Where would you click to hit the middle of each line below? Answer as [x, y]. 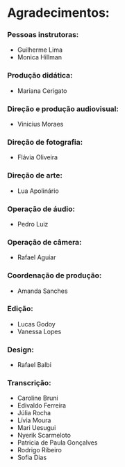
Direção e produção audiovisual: [63, 108]
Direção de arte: [35, 175]
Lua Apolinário [38, 191]
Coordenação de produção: [55, 275]
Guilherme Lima [40, 50]
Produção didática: [40, 76]
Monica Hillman [40, 57]
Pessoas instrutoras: [43, 35]
